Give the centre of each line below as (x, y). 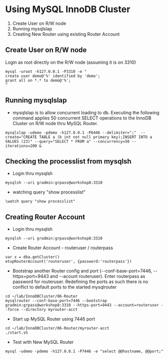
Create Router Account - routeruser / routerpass (63, 248)
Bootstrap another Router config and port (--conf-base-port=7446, (82, 271)
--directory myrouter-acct (49, 310)
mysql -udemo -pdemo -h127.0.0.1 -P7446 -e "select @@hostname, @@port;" (85, 351)
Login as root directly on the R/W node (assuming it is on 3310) (71, 62)
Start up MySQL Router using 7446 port (54, 319)
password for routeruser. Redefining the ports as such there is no (80, 282)
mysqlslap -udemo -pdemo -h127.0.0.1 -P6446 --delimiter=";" (71, 133)
